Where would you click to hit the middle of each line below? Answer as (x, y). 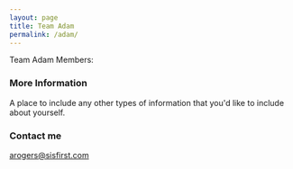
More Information (48, 84)
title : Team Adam (42, 26)
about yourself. (37, 112)
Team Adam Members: (52, 60)
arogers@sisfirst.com (49, 155)
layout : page (34, 18)
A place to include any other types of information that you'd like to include (147, 102)
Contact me (36, 136)
